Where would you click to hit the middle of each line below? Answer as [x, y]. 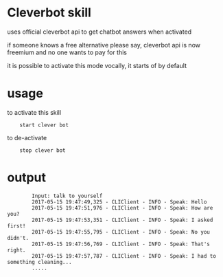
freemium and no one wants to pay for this [67, 52]
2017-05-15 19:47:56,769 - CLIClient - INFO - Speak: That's [121, 244]
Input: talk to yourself [67, 196]
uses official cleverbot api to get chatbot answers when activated [99, 32]
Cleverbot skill [49, 13]
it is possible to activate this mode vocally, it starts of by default [97, 65]
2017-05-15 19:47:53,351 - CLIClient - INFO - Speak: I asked [122, 220]
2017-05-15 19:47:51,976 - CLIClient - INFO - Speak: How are [122, 208]
